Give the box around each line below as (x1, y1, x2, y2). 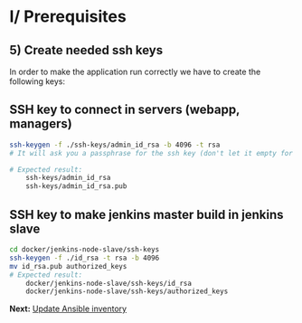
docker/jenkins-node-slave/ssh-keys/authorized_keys (25, 287, 229, 296)
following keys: (9, 76, 66, 87)
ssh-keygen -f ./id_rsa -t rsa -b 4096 (9, 253, 160, 262)
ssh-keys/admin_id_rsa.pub (25, 182, 127, 191)
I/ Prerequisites (9, 6, 127, 27)
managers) (9, 116, 72, 132)
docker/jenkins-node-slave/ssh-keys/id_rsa (25, 279, 193, 288)
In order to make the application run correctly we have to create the (9, 66, 261, 77)
